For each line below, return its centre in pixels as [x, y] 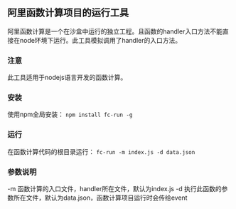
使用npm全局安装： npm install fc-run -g [70, 114]
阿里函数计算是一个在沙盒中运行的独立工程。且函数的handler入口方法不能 [115, 31]
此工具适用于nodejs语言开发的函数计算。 [67, 78]
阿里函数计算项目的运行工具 [68, 13]
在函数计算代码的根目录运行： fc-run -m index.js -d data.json [101, 151]
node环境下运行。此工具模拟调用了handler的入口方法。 [101, 40]
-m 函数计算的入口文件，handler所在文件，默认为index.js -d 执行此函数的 [114, 189]
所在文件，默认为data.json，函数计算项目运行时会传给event [100, 198]
